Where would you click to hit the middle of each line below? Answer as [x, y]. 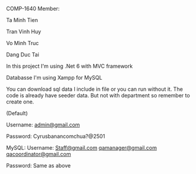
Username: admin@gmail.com [43, 125]
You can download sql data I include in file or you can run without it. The [94, 89]
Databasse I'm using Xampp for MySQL [54, 77]
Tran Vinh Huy [24, 31]
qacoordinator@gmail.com [39, 154]
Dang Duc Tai [23, 55]
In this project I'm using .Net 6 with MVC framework [69, 66]
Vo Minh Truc [23, 43]
